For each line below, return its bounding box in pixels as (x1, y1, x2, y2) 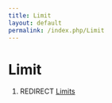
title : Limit (8, 11, 52, 20)
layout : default (8, 19, 62, 27)
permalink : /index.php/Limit (8, 26, 105, 34)
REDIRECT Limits (19, 86, 75, 96)
